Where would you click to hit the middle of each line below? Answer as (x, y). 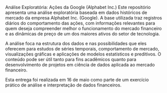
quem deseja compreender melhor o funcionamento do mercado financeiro (83, 28)
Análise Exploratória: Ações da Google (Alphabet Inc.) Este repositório (78, 7)
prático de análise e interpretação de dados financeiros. (64, 85)
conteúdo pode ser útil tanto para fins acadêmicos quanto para (71, 59)
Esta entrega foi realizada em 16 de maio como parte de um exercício (77, 80)
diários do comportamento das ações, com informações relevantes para (80, 23)
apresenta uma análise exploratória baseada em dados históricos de (76, 12)
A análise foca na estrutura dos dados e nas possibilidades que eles (76, 43)
